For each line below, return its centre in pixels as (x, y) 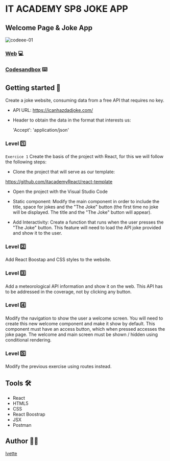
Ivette (11, 453)
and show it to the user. (37, 233)
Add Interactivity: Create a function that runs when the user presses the (88, 222)
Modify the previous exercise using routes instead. (58, 367)
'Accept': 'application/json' (41, 130)
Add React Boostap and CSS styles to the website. (58, 260)
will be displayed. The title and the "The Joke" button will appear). (82, 212)
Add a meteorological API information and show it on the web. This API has (84, 286)
